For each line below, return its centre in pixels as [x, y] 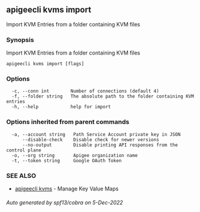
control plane [24, 150]
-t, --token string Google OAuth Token [66, 160]
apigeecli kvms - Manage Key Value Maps [66, 189]
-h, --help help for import [61, 107]
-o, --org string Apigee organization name [75, 155]
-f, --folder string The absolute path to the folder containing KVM [103, 96]
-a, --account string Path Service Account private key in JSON [96, 134]
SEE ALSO [21, 175]
